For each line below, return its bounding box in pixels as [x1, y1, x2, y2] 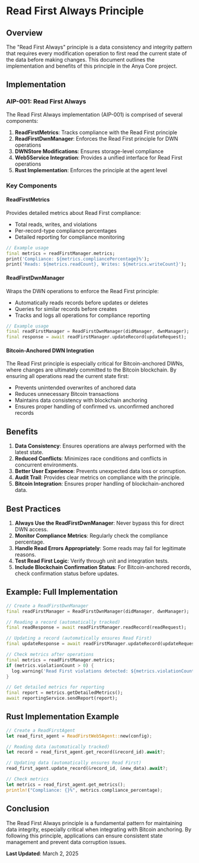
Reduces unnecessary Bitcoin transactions [14, 391, 120, 398]
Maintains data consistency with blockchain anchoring [14, 396, 148, 404]
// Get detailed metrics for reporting [6, 684, 105, 690]
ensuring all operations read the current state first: [6, 373, 129, 380]
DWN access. [14, 525, 49, 532]
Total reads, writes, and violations [14, 221, 97, 228]
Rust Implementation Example [6, 712, 120, 722]
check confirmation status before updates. [14, 570, 119, 577]
